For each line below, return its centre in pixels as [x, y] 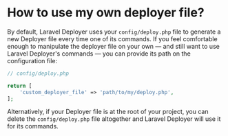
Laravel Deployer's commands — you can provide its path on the [99, 54]
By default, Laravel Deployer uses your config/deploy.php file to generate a [114, 32]
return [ [20, 86]
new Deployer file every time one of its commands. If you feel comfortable [113, 38]
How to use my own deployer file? [106, 13]
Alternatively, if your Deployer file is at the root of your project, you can [108, 112]
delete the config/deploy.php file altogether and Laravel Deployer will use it [114, 119]
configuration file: [32, 60]
